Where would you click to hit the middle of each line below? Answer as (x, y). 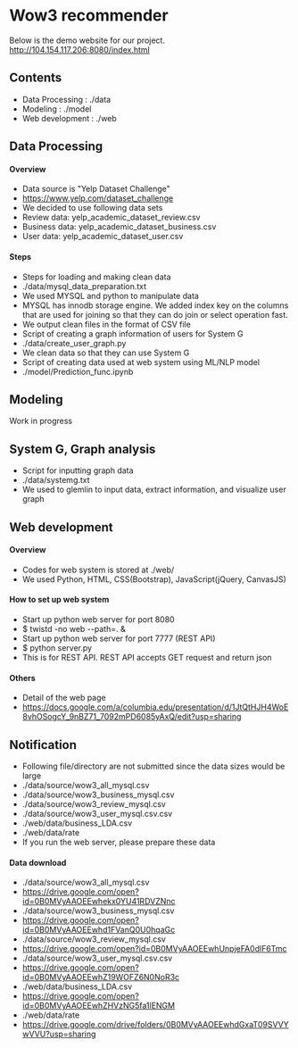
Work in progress (41, 421)
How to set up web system (59, 600)
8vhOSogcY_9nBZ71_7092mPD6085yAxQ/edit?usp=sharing (132, 717)
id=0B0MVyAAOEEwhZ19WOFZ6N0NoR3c (101, 977)
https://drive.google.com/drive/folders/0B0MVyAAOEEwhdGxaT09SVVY (155, 1025)
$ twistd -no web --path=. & (74, 628)
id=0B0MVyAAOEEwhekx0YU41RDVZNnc (99, 902)
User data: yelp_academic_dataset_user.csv (103, 237)
